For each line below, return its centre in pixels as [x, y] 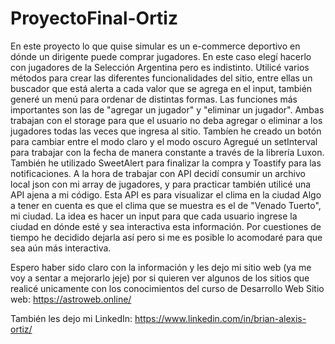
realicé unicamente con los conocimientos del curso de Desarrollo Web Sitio [167, 288]
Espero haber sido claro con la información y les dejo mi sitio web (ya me [161, 267]
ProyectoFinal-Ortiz [94, 18]
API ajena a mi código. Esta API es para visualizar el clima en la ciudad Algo [166, 194]
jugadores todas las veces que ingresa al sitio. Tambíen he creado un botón [166, 131]
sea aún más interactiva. [61, 248]
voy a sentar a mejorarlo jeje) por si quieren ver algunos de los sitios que [160, 278]
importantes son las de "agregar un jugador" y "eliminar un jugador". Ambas [167, 109]
